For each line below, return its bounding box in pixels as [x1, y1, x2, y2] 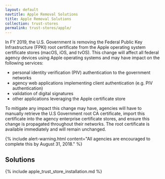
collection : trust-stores [5, 21, 58, 26]
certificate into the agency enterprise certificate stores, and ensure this [5, 116, 150, 122]
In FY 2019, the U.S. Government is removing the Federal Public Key [5, 39, 143, 45]
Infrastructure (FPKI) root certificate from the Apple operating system [5, 44, 146, 50]
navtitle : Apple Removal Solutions [5, 12, 78, 17]
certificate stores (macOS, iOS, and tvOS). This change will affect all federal [5, 50, 159, 56]
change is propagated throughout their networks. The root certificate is [5, 121, 150, 127]
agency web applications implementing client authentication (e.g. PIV [12, 80, 153, 86]
